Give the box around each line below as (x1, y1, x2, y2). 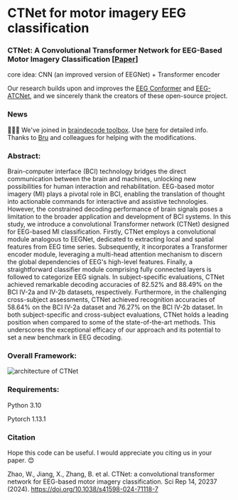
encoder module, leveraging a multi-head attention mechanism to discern (7, 250, 222, 259)
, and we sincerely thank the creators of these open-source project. (29, 92, 228, 100)
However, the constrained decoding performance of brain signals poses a (7, 205, 223, 214)
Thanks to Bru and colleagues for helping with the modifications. (7, 133, 197, 141)
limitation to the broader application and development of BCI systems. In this (7, 212, 232, 221)
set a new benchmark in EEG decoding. (7, 333, 123, 342)
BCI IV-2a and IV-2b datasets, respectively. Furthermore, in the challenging (7, 288, 227, 296)
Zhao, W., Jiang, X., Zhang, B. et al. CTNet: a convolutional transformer (7, 469, 215, 478)
